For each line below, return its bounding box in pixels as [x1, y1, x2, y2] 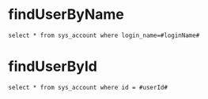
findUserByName [8, 5, 125, 24]
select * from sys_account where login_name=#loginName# [8, 31, 200, 39]
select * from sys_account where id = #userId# [8, 83, 168, 91]
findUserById [8, 57, 97, 75]
